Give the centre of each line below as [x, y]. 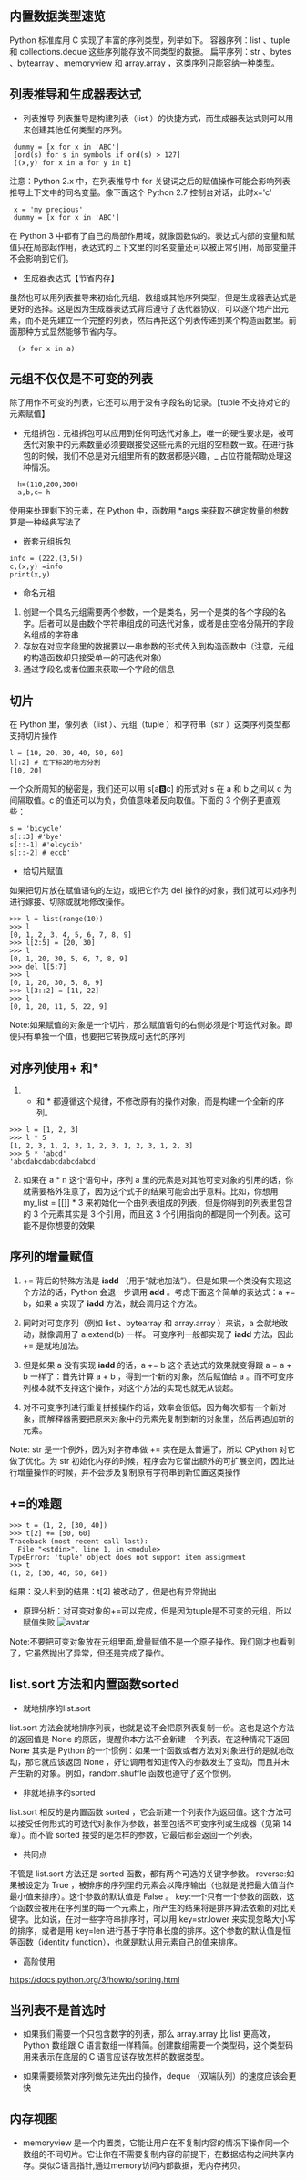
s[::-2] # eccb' [40, 853]
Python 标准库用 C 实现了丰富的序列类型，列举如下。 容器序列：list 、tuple [150, 40]
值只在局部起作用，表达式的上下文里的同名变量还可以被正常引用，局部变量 [149, 247]
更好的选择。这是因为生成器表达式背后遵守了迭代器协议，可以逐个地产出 [145, 308]
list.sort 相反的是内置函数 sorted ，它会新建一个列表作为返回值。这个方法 [147, 1811]
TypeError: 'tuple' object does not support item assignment [128, 1557]
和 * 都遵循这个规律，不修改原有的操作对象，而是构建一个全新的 [156, 1101]
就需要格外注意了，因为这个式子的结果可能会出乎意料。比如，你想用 [150, 1191]
